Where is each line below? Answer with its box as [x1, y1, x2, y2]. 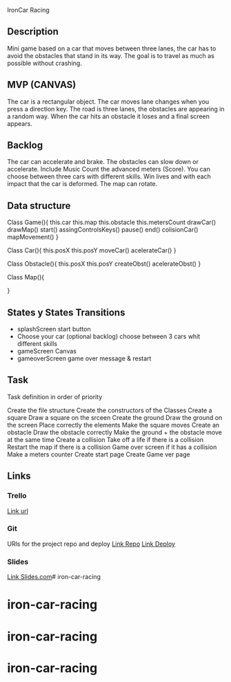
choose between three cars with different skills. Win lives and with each [7, 172, 212, 181]
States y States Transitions [7, 306, 125, 318]
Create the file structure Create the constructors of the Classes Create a [7, 406, 212, 414]
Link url [7, 506, 29, 515]
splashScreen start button [17, 325, 91, 333]
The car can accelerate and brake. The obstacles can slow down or [7, 158, 199, 166]
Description [7, 26, 59, 37]
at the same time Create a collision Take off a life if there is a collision [7, 435, 204, 443]
